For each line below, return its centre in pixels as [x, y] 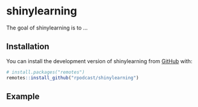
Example [23, 96]
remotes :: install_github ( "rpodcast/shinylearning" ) [72, 78]
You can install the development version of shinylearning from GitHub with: [99, 61]
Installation [28, 47]
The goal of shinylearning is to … [47, 28]
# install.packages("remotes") [46, 72]
